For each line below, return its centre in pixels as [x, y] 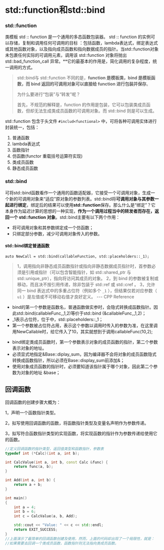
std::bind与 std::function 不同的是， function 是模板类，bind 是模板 [84, 78]
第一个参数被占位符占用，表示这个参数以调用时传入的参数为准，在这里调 [85, 325]
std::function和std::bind [55, 10]
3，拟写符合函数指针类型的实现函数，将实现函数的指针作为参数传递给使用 [79, 433]
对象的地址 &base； [41, 372]
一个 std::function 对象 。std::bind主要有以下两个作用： [65, 217]
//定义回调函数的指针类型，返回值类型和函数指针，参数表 [54, 449]
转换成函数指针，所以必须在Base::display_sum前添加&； [68, 360]
